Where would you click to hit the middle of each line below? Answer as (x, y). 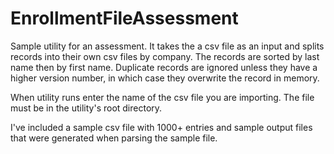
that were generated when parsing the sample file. (114, 138)
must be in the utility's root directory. (86, 108)
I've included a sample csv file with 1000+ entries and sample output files (161, 127)
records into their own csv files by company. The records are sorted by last (165, 56)
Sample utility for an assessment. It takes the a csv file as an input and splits (167, 46)
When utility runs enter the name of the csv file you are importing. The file (162, 97)
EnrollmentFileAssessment (124, 18)
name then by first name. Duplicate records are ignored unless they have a (164, 67)
